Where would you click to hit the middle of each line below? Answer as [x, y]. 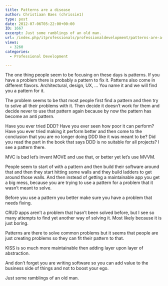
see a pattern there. [25, 147]
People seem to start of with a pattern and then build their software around [82, 167]
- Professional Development [39, 56]
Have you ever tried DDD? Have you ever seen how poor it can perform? [79, 126]
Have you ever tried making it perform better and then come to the [74, 131]
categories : [17, 51]
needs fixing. [18, 203]
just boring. [17, 223]
